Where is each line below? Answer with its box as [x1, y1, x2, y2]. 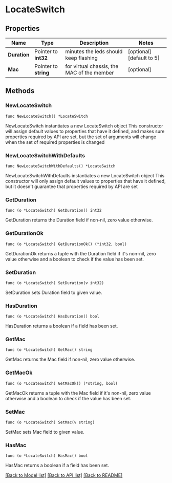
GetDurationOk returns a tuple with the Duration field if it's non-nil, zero [5, 250, 156, 256]
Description [79, 40, 109, 46]
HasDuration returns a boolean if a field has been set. [5, 323, 118, 329]
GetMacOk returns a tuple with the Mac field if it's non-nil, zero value [5, 389, 151, 396]
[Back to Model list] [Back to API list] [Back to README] [5, 472, 123, 478]
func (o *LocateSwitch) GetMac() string [5, 347, 93, 352]
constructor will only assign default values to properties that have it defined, [5, 178, 166, 184]
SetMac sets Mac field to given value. [5, 429, 84, 435]
